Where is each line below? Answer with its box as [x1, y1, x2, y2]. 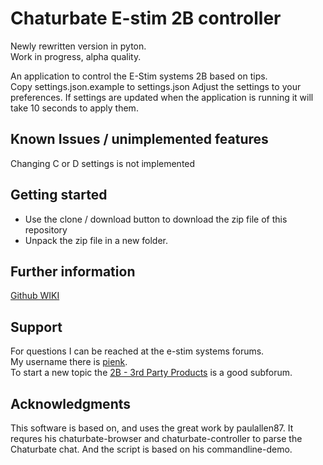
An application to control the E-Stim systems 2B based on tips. [10, 70, 268, 82]
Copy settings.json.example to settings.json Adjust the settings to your [10, 80, 302, 92]
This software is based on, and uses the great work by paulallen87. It [10, 422, 294, 434]
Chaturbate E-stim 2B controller [10, 7, 282, 30]
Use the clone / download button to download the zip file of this [24, 213, 288, 225]
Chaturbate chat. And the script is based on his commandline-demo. [10, 443, 293, 455]
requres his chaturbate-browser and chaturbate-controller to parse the [10, 433, 303, 444]
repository [24, 223, 68, 236]
